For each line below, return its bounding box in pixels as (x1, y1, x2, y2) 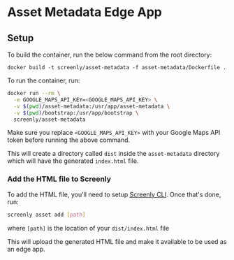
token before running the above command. (7, 136, 131, 144)
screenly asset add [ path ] (7, 211, 86, 218)
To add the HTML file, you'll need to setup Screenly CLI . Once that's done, (7, 190, 221, 198)
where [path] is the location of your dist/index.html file (7, 224, 170, 232)
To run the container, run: (7, 76, 80, 85)
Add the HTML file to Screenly (7, 174, 112, 184)
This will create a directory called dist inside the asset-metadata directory (7, 150, 220, 158)
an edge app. (7, 245, 45, 253)
